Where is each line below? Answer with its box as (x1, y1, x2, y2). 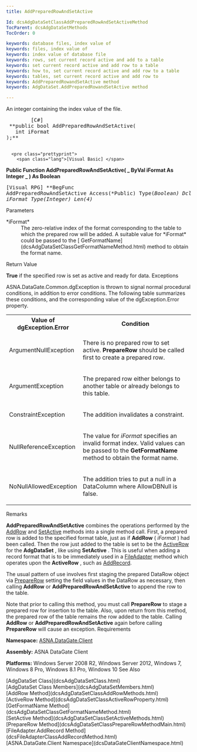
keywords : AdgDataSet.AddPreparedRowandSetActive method (6, 84, 148, 90)
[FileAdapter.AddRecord (6, 727, 64, 734)
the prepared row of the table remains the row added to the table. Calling (6, 613, 182, 620)
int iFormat (15, 128, 50, 135)
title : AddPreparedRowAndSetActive (6, 8, 93, 15)
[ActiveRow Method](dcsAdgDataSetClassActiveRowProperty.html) (6, 696, 169, 703)
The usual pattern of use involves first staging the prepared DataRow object (6, 571, 189, 578)
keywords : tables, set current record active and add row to (6, 73, 159, 79)
